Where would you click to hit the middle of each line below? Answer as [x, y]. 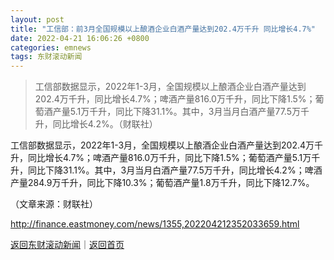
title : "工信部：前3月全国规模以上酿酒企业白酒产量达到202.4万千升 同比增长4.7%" [163, 29]
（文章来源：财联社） [54, 204]
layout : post [37, 19]
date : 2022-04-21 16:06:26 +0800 [80, 38]
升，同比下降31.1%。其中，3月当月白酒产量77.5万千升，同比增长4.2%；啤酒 [166, 170]
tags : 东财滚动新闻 [46, 57]
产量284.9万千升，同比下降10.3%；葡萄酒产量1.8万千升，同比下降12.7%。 [162, 183]
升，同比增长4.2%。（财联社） [96, 124]
